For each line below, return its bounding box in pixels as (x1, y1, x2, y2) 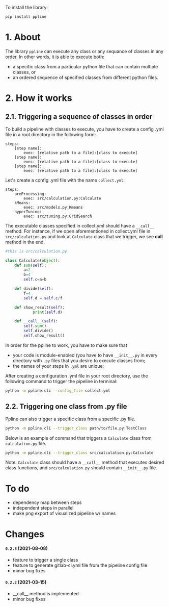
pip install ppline (5, 14, 47, 19)
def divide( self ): (14, 286, 53, 291)
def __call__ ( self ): (14, 319, 58, 324)
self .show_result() (23, 333, 65, 338)
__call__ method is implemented (12, 590, 79, 596)
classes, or (12, 69, 36, 75)
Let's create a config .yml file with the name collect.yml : (5, 177, 125, 183)
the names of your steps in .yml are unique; (12, 363, 104, 369)
